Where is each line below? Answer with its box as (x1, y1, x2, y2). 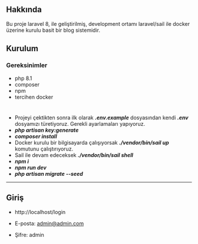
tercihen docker (14, 93, 54, 101)
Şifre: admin (14, 231, 44, 238)
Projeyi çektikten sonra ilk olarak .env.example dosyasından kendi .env (14, 114, 189, 121)
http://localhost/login (14, 208, 66, 215)
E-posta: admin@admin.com (14, 220, 84, 227)
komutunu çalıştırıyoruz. (14, 145, 74, 152)
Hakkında (6, 5, 42, 15)
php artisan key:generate (14, 126, 79, 133)
